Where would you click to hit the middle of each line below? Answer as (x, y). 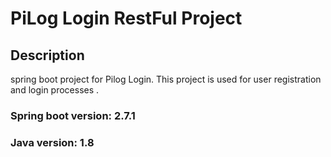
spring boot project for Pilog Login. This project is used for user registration (166, 79)
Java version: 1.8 (52, 142)
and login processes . (55, 90)
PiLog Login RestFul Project (126, 18)
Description (47, 55)
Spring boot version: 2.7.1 (73, 115)
